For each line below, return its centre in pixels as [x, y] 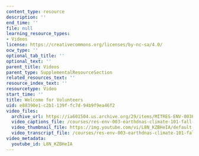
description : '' [26, 17]
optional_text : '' [29, 61]
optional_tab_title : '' [36, 56]
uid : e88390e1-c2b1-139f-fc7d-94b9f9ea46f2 [61, 105]
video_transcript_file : [41, 133]
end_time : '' [22, 23]
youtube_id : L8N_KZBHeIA [42, 144]
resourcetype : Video [32, 89]
